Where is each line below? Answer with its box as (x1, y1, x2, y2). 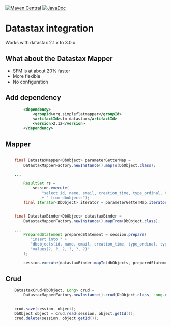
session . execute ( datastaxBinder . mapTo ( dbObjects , (23, 260, 131, 265)
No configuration (12, 78, 48, 85)
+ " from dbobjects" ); (41, 195, 90, 200)
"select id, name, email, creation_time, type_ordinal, (41, 191, 163, 196)
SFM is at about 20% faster (12, 68, 70, 74)
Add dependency (5, 93, 61, 102)
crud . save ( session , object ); (14, 306, 76, 312)
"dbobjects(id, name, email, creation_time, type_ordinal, (30, 242, 158, 247)
